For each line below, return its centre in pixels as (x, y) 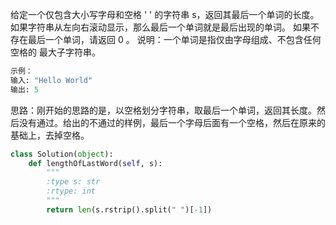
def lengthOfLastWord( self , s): (95, 163)
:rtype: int (71, 191)
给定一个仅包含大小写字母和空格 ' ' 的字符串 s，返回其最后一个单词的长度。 (165, 14)
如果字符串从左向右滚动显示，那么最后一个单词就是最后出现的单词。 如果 (160, 27)
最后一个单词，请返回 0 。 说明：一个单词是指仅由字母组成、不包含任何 (174, 39)
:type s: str (73, 182)
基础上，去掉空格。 (50, 135)
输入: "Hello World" (51, 80)
